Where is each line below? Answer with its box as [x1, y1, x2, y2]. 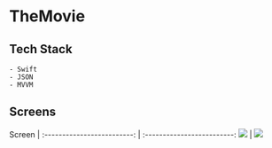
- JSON [9, 73, 34, 82]
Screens [9, 105, 56, 120]
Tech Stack [9, 42, 73, 57]
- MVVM [9, 81, 34, 90]
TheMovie [9, 6, 86, 27]
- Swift [9, 65, 38, 74]
